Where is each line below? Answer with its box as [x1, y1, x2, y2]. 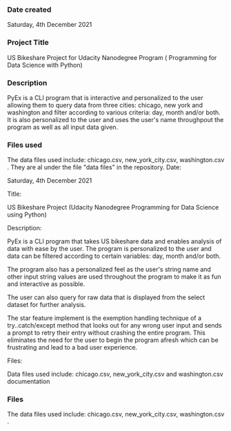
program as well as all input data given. [7, 123, 119, 131]
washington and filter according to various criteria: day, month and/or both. [7, 108, 221, 117]
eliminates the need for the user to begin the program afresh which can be [7, 336, 219, 344]
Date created [7, 5, 52, 14]
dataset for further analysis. [7, 301, 86, 309]
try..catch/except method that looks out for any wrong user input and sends [7, 321, 222, 330]
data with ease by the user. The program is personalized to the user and [7, 245, 212, 253]
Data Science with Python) [7, 61, 83, 69]
